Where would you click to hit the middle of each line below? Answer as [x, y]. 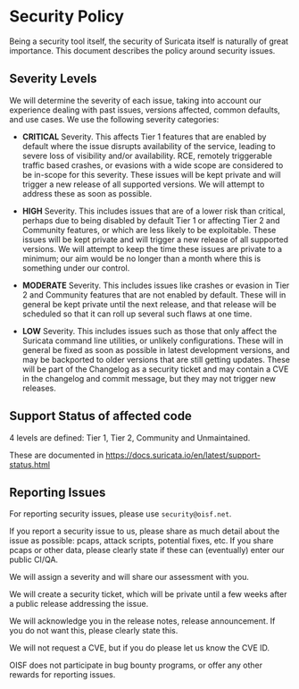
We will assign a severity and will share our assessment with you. [129, 577]
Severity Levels [53, 79]
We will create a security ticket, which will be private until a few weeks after [148, 594]
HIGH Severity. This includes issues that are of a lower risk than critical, [154, 211]
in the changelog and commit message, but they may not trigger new [149, 378]
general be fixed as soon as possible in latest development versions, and [156, 349]
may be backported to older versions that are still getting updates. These [156, 359]
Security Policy [67, 17]
